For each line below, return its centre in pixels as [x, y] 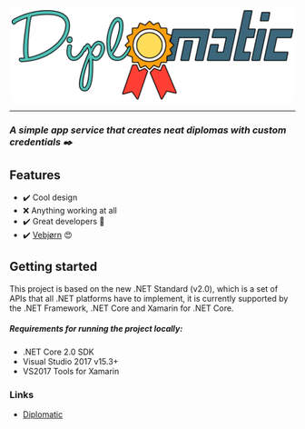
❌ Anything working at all [70, 211]
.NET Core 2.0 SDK [59, 352]
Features [35, 175]
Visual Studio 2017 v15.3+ [70, 361]
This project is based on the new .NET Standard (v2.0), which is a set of [144, 288]
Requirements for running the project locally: [96, 329]
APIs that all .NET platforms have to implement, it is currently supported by [149, 298]
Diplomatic [43, 414]
